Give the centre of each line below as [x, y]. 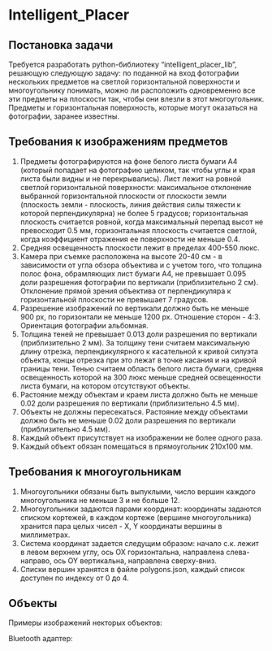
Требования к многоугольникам [95, 472]
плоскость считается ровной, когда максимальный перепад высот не [142, 222]
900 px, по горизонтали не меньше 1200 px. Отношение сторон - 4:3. [140, 317]
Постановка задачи [61, 45]
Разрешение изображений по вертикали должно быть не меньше [134, 308]
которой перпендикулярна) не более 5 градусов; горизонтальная [134, 213]
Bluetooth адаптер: [41, 639]
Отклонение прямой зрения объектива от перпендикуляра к [125, 291]
